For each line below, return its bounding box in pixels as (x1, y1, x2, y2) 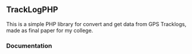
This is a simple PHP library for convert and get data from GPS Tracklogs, (6, 20, 187, 27)
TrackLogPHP (6, 5, 58, 15)
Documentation (6, 42, 52, 50)
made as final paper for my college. (6, 27, 94, 34)
